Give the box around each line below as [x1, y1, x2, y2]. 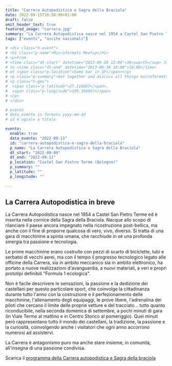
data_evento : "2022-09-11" [10, 136, 68, 141]
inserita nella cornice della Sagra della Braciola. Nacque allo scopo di [5, 217, 151, 223]
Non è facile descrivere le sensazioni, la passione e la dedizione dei [5, 281, 148, 287]
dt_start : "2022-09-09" [10, 150, 60, 155]
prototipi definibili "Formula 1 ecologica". [5, 270, 91, 277]
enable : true [10, 131, 38, 136]
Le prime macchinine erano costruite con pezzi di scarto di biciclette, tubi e [5, 249, 164, 255]
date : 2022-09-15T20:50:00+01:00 [5, 12, 77, 17]
